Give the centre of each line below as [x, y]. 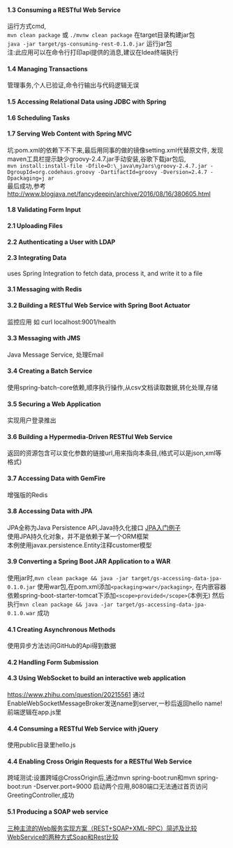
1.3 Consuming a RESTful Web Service [64, 10]
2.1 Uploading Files [35, 225]
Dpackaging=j [26, 178]
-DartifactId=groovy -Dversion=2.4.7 [152, 172]
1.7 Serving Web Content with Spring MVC [70, 134]
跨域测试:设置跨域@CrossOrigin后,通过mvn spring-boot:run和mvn [102, 778]
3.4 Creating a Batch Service [50, 371]
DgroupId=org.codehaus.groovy [51, 172]
